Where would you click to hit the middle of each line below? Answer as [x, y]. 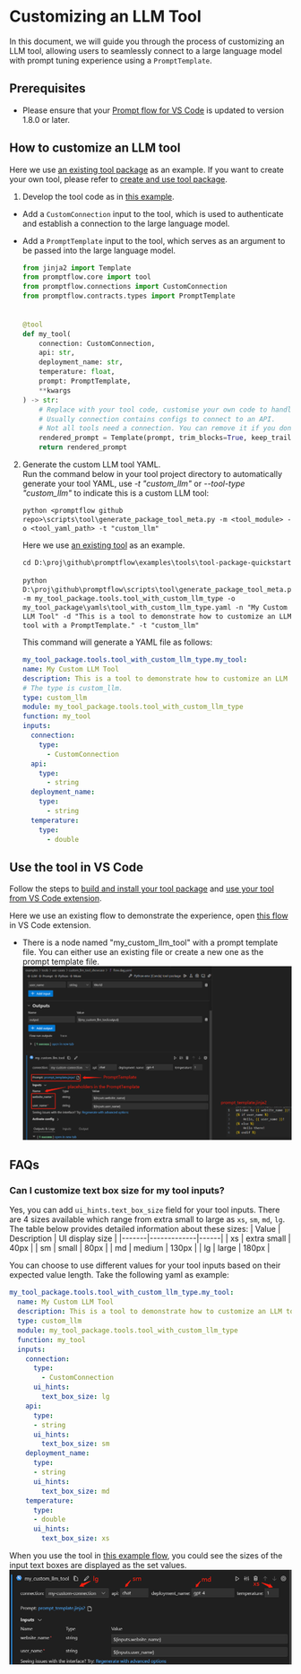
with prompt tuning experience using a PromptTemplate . [111, 60]
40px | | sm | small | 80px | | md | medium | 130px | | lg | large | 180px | [140, 1248]
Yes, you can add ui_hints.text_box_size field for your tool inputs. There [145, 1210]
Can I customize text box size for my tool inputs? [117, 1191]
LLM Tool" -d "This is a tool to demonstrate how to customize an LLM [157, 617]
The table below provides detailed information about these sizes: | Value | [145, 1229]
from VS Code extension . [56, 898]
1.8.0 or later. [46, 119]
